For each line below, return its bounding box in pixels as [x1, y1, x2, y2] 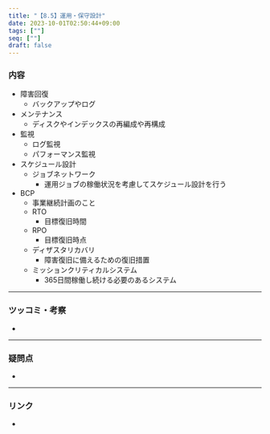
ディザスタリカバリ [31, 245, 96, 255]
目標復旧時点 [43, 235, 87, 245]
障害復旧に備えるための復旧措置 [43, 255, 150, 265]
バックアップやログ [31, 99, 96, 109]
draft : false [8, 42, 52, 50]
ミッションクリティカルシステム [31, 266, 138, 275]
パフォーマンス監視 [31, 149, 96, 159]
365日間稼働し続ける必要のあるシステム [43, 275, 177, 285]
